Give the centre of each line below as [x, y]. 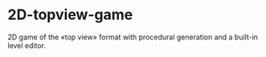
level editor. [27, 45]
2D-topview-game [70, 15]
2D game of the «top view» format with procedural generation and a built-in [133, 37]
